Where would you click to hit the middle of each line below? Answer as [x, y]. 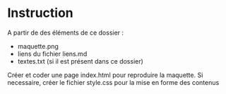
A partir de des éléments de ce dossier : [66, 33]
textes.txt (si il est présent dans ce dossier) [80, 61]
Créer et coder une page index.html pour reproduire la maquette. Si [105, 75]
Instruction [40, 13]
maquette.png [38, 46]
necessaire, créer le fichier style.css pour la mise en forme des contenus [113, 82]
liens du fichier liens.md [52, 54]
